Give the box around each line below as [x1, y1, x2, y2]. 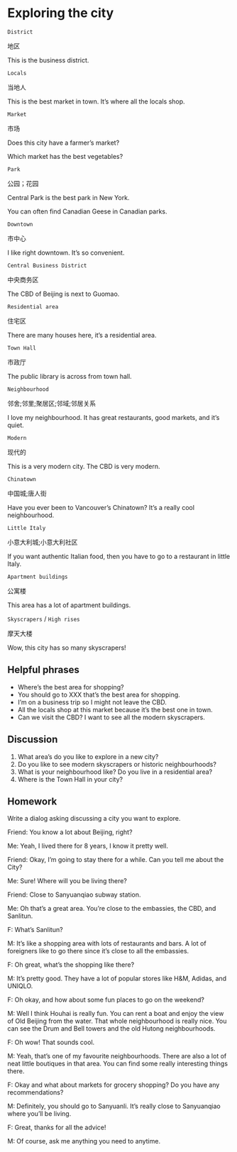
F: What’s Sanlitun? [7, 926, 63, 934]
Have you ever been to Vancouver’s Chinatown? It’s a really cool [7, 503, 195, 511]
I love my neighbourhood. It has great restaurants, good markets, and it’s [7, 413, 220, 421]
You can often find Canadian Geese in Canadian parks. [7, 207, 168, 216]
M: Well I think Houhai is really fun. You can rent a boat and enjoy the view [7, 1009, 224, 1018]
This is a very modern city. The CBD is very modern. [7, 462, 160, 470]
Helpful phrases [7, 664, 80, 676]
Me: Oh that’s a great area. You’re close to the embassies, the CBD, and [7, 904, 216, 913]
